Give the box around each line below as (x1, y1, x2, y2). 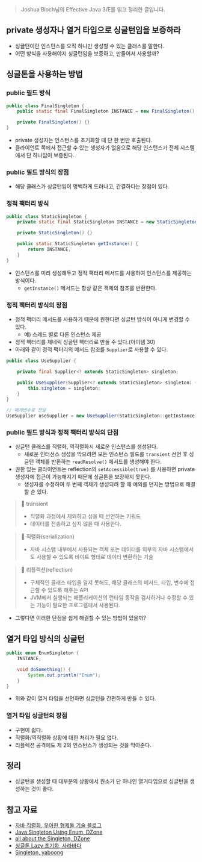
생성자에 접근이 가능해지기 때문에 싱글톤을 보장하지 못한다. (14, 473, 152, 481)
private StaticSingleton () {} (17, 230, 93, 236)
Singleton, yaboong (14, 849, 64, 856)
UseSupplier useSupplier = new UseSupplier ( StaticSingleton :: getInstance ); (6, 413, 200, 419)
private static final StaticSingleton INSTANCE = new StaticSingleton (17, 219, 198, 225)
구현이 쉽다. (14, 726, 43, 734)
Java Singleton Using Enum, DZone (14, 828, 103, 836)
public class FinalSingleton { (6, 102, 85, 109)
